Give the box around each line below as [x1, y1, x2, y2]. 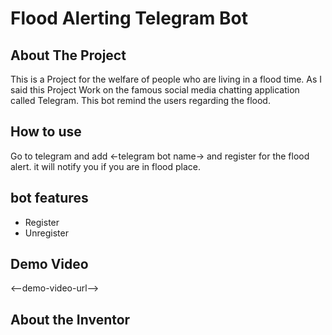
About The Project [10, 47, 127, 64]
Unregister [24, 227, 69, 239]
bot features [10, 190, 89, 207]
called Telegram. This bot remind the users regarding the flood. [10, 95, 271, 106]
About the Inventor [10, 311, 131, 328]
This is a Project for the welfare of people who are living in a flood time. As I [10, 73, 323, 85]
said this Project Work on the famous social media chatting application [10, 84, 300, 96]
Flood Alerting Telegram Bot [10, 7, 248, 30]
